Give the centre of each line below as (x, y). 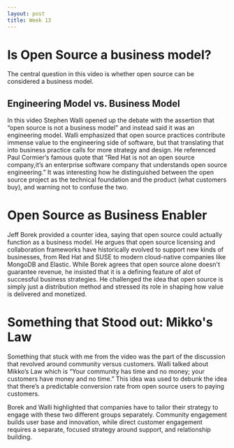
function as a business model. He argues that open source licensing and (111, 243)
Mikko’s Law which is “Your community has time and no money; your (106, 372)
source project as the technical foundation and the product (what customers (117, 180)
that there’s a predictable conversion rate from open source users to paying (116, 386)
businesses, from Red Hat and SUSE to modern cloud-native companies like (117, 257)
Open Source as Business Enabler (107, 216)
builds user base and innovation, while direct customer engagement (105, 422)
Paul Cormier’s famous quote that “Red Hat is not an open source (101, 157)
